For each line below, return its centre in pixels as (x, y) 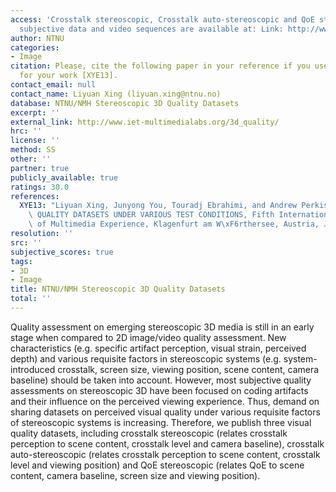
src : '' (26, 242)
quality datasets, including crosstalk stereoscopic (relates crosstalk (149, 433)
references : (35, 196)
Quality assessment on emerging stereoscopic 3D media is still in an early (162, 327)
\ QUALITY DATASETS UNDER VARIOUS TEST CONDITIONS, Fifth (151, 215)
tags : (21, 261)
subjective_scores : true (62, 252)
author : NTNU (37, 38)
